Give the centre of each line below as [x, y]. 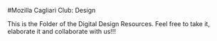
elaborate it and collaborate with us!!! [62, 31]
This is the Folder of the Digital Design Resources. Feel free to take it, [108, 24]
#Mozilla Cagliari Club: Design [52, 10]
